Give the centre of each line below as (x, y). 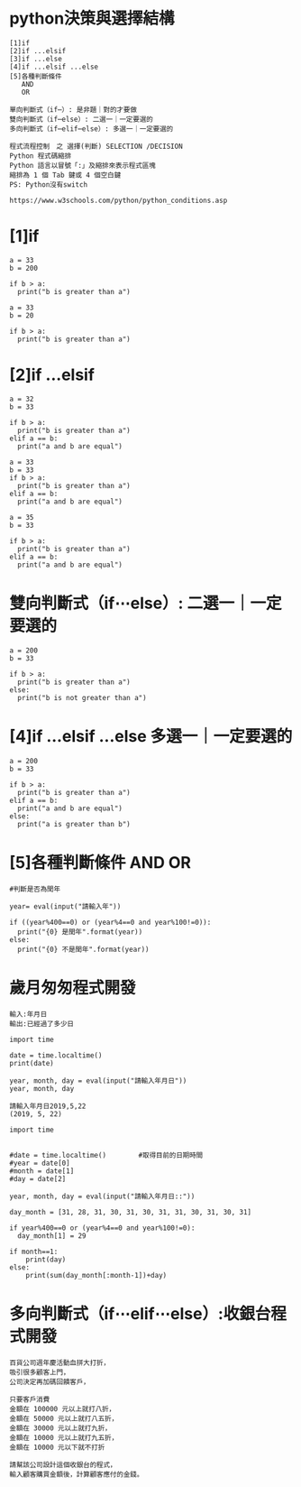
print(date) (32, 1063)
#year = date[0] (40, 1163)
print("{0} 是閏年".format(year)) (80, 932)
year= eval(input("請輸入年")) (65, 906)
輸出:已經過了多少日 (42, 1024)
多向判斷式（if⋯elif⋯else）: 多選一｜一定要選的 (91, 129)
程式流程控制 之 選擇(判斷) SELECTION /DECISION (96, 146)
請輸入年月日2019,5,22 (48, 1106)
